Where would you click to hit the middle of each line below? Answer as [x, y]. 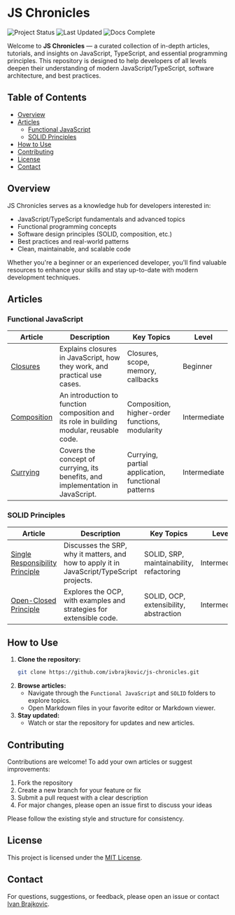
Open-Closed [34, 600]
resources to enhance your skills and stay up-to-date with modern [103, 270]
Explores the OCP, [93, 592]
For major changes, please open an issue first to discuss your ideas [115, 805]
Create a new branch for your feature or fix [79, 790]
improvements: [29, 769]
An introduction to [89, 396]
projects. [78, 580]
